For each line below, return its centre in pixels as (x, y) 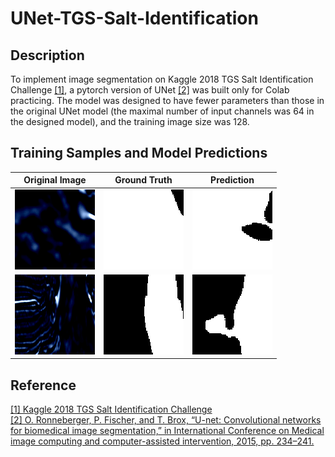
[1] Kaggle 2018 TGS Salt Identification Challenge (111, 409)
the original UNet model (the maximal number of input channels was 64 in (162, 111)
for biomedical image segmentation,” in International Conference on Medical (167, 431)
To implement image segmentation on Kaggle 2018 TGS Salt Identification (162, 79)
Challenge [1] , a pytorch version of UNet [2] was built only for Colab (150, 90)
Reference (43, 385)
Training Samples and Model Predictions (139, 153)
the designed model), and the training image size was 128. (130, 121)
